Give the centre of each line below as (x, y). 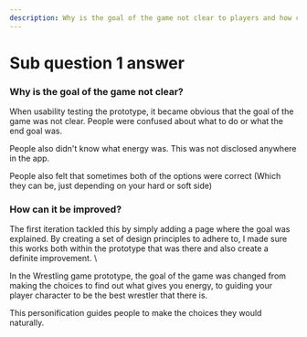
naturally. (27, 323)
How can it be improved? (65, 209)
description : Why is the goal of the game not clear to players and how (151, 18)
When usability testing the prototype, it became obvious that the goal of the (152, 111)
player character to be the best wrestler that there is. (109, 295)
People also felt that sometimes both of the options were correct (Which (145, 176)
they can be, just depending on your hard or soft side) (111, 186)
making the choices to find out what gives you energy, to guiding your (141, 286)
